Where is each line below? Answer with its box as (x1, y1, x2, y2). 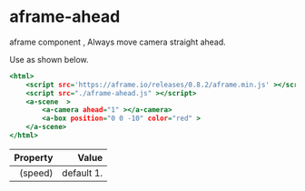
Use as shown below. (9, 54, 89, 65)
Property (14, 151, 54, 164)
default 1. (62, 166, 103, 179)
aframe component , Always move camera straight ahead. (9, 36, 227, 47)
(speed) (19, 166, 54, 179)
